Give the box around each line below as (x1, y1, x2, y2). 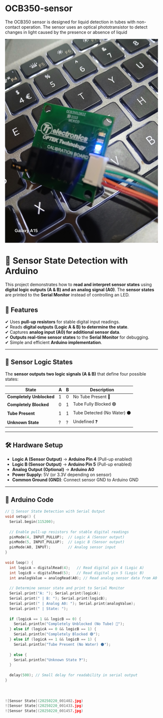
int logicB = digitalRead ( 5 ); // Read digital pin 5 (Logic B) (9, 571, 145, 575)
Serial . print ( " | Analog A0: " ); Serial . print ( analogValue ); (9, 601, 136, 606)
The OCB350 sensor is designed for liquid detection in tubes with (5, 19, 136, 25)
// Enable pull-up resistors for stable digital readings (9, 529, 130, 534)
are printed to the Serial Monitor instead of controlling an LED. (5, 292, 130, 297)
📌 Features (5, 306, 38, 314)
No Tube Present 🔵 (73, 394, 111, 400)
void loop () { (5, 560, 34, 565)
